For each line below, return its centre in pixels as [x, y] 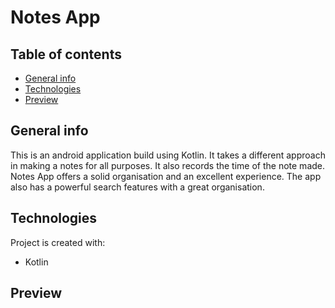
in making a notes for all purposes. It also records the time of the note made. [168, 165]
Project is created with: [58, 242]
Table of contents [66, 54]
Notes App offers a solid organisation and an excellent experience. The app [166, 176]
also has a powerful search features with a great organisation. [137, 187]
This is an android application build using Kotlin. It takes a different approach [168, 155]
